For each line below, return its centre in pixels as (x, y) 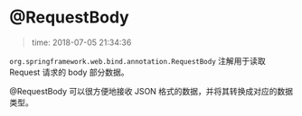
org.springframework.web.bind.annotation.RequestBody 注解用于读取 (138, 60)
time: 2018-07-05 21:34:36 (81, 42)
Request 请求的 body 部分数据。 (69, 72)
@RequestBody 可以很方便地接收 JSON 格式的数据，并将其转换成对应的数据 (151, 91)
